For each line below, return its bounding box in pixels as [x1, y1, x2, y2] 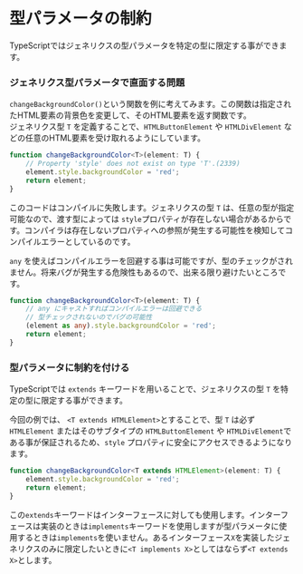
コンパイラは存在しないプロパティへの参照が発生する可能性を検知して [24, 224, 286, 236]
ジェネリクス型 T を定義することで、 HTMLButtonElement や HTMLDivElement [9, 122, 282, 132]
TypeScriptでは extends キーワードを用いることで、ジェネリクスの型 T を [9, 384, 281, 394]
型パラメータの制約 [9, 8, 152, 29]
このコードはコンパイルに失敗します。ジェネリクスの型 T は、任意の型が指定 [9, 201, 295, 213]
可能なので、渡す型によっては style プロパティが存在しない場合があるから [9, 213, 284, 224]
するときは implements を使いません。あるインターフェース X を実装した [16, 531, 275, 542]
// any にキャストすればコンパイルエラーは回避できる [25, 305, 203, 314]
